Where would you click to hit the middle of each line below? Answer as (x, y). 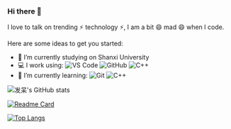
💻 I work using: (40, 65)
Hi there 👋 (25, 11)
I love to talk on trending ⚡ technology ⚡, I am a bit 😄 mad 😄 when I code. (116, 27)
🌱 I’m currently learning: (52, 75)
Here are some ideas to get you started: (66, 44)
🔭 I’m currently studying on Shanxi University (83, 57)
